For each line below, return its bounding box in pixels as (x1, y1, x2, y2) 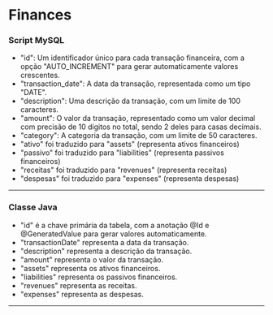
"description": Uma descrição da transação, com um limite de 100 (19, 96, 241, 106)
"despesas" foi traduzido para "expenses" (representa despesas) (19, 174, 240, 183)
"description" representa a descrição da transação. (19, 246, 193, 256)
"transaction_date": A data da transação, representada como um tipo (19, 79, 251, 88)
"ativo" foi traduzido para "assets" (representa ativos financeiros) (19, 140, 240, 149)
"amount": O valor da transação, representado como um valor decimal (19, 114, 256, 123)
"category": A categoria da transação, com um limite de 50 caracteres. (19, 131, 258, 140)
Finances (8, 6, 71, 24)
